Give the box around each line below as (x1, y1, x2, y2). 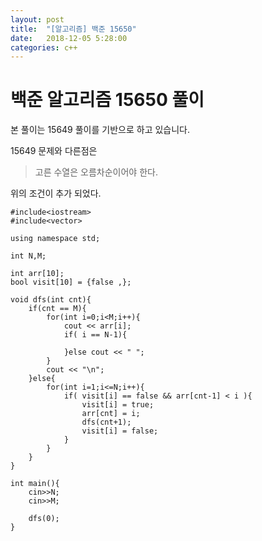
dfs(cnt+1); (81, 417, 132, 428)
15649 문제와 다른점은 (10, 145, 98, 157)
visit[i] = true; (81, 400, 155, 410)
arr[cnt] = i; (81, 409, 141, 419)
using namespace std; (10, 234, 101, 244)
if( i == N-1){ (63, 330, 128, 340)
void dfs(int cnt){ (10, 295, 92, 305)
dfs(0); (28, 514, 60, 524)
